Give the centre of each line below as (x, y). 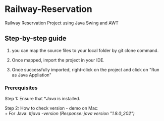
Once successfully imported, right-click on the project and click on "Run (85, 69)
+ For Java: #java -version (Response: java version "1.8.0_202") (70, 114)
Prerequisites (21, 88)
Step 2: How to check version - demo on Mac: (52, 108)
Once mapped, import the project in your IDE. (58, 60)
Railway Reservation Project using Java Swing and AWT (62, 23)
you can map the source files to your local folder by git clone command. (85, 50)
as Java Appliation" (31, 75)
